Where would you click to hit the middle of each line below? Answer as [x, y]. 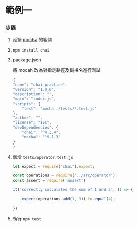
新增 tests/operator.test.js [43, 157]
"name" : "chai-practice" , [40, 85]
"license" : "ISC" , [32, 123]
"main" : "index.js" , [34, 99]
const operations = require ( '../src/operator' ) [64, 176]
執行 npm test [27, 219]
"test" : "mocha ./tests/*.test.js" [60, 108]
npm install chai [31, 51]
